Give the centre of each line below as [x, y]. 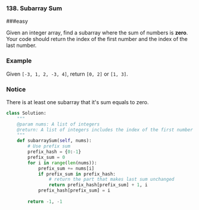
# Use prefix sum [49, 146]
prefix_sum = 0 [46, 157]
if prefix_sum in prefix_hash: [77, 174]
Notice [16, 89]
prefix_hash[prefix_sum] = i [74, 191]
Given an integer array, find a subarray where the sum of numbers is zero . [97, 33]
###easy [17, 21]
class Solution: [26, 113]
